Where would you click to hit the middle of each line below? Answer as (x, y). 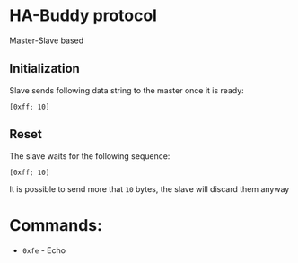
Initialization (45, 69)
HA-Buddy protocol (83, 16)
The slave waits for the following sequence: (90, 156)
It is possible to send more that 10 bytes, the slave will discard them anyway (149, 188)
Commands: (56, 225)
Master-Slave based (47, 40)
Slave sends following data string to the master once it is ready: (127, 90)
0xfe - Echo (44, 250)
